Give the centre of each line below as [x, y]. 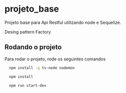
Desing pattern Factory [28, 32]
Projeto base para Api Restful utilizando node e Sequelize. [63, 22]
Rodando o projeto [33, 47]
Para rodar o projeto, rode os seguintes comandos [55, 59]
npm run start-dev [28, 85]
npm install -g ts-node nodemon [42, 68]
